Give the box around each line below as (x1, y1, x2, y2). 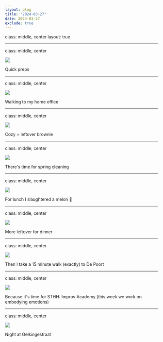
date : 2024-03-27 (5, 16, 40, 21)
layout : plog (5, 7, 32, 12)
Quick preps (5, 67, 30, 72)
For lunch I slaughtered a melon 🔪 (5, 196, 72, 202)
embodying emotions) (5, 299, 49, 305)
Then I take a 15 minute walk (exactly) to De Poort (5, 261, 104, 267)
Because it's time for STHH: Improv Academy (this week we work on (5, 294, 142, 300)
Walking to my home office (5, 99, 59, 105)
